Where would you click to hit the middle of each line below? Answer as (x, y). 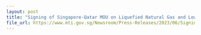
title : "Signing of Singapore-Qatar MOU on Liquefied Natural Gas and (96, 17)
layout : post (22, 12)
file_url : (19, 23)
